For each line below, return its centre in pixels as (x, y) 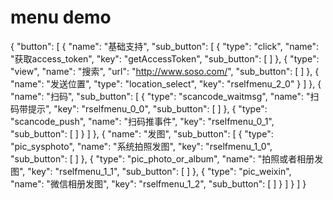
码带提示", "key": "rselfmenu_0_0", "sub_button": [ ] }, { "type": (139, 108)
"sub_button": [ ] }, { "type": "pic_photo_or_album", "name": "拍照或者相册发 (167, 158)
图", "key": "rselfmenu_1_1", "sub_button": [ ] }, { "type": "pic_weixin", (151, 171)
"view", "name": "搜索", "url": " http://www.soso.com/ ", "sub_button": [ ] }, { (165, 71)
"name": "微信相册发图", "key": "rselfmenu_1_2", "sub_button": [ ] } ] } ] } (158, 183)
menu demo (61, 17)
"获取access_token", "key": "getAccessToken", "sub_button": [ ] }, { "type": (165, 58)
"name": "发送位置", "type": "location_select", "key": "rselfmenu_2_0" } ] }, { (166, 83)
